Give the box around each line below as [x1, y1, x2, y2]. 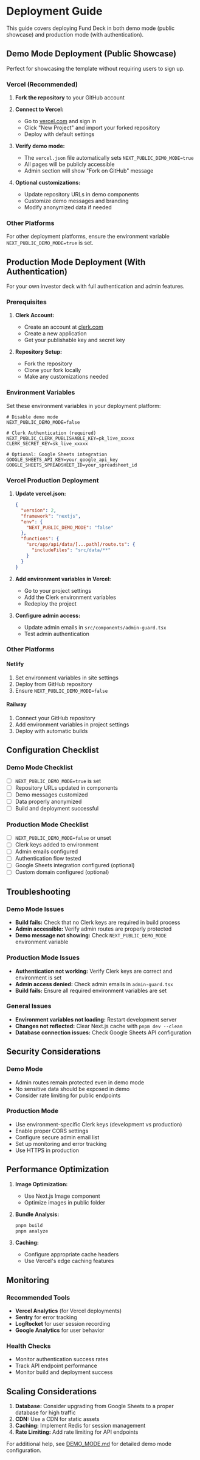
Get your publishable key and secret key [24, 337, 126, 344]
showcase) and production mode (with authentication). [6, 30, 144, 38]
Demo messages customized [15, 791, 88, 798]
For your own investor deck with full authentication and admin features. [6, 282, 185, 290]
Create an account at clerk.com [24, 323, 103, 331]
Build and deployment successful [15, 804, 99, 812]
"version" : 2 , [21, 507, 57, 514]
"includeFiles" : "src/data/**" [31, 547, 111, 553]
